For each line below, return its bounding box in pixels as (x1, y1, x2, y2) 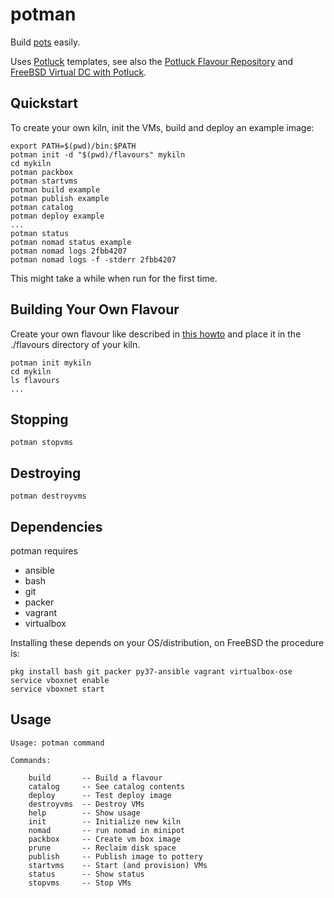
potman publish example (10, 193, 110, 203)
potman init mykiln (10, 358, 92, 368)
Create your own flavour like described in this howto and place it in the (10, 328, 302, 340)
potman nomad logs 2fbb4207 (10, 246, 128, 256)
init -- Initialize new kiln (28, 816, 182, 827)
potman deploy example (10, 211, 105, 221)
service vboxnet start (10, 684, 105, 694)
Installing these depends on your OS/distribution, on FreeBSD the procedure (10, 637, 325, 648)
